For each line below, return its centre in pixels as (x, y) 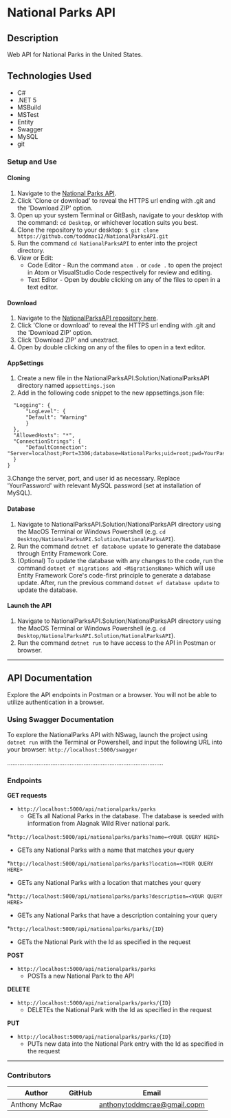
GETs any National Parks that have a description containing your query (117, 915)
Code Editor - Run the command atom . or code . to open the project (125, 265)
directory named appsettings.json (66, 386)
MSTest (28, 114)
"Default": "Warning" (56, 417)
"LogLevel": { (46, 412)
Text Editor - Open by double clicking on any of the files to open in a (124, 279)
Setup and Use (32, 162)
